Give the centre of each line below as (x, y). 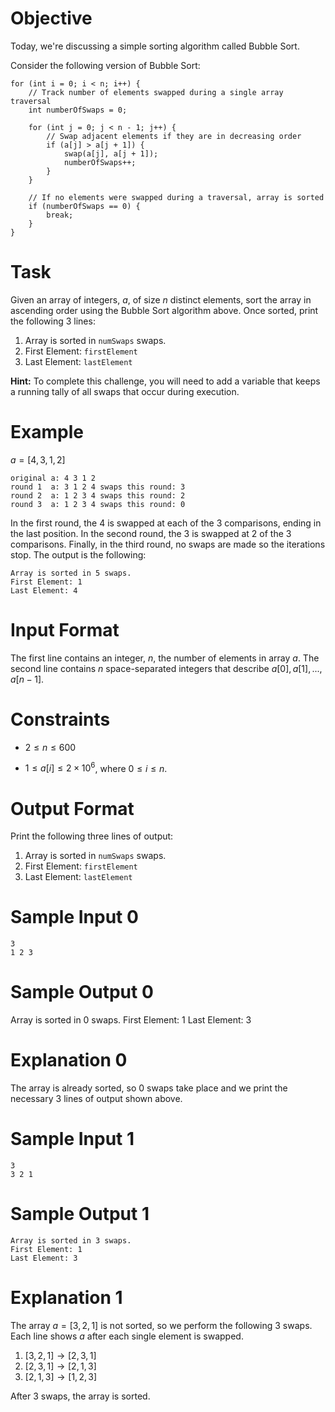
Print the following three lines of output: (92, 836)
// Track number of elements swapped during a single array (156, 92)
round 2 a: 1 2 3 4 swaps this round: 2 (98, 495)
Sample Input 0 (74, 917)
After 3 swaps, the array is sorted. (80, 1396)
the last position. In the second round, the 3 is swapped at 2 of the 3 (151, 533)
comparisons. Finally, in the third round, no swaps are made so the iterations (168, 544)
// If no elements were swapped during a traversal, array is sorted (176, 197)
